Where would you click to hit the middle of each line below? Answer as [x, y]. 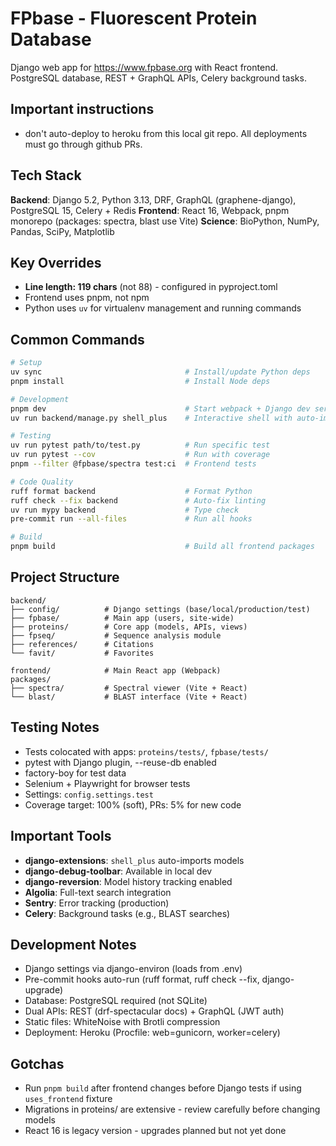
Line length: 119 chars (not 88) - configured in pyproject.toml [151, 287]
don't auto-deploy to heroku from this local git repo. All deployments [166, 133]
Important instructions [82, 109]
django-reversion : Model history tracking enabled [128, 881]
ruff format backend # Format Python [131, 491]
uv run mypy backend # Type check [125, 510]
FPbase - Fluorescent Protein [134, 18]
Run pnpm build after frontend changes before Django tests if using [163, 1088]
